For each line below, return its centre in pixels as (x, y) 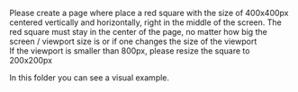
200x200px (31, 60)
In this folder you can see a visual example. (89, 78)
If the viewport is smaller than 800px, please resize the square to (130, 51)
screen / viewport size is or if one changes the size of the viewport (133, 41)
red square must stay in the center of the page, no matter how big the (138, 32)
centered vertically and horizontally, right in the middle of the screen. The (145, 22)
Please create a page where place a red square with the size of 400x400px (149, 13)
